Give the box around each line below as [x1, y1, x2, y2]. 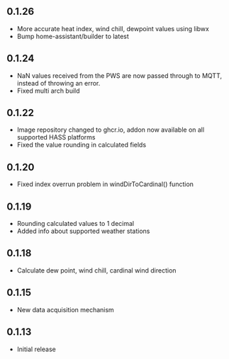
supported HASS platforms [16, 133, 96, 142]
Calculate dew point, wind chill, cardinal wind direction [16, 266, 177, 275]
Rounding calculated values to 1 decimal [16, 220, 135, 228]
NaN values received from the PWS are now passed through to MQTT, [16, 71, 223, 80]
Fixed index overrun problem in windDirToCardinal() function [16, 180, 194, 188]
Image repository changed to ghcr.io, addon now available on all [16, 125, 205, 134]
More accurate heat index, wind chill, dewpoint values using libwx [16, 24, 210, 33]
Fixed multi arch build [16, 86, 80, 95]
